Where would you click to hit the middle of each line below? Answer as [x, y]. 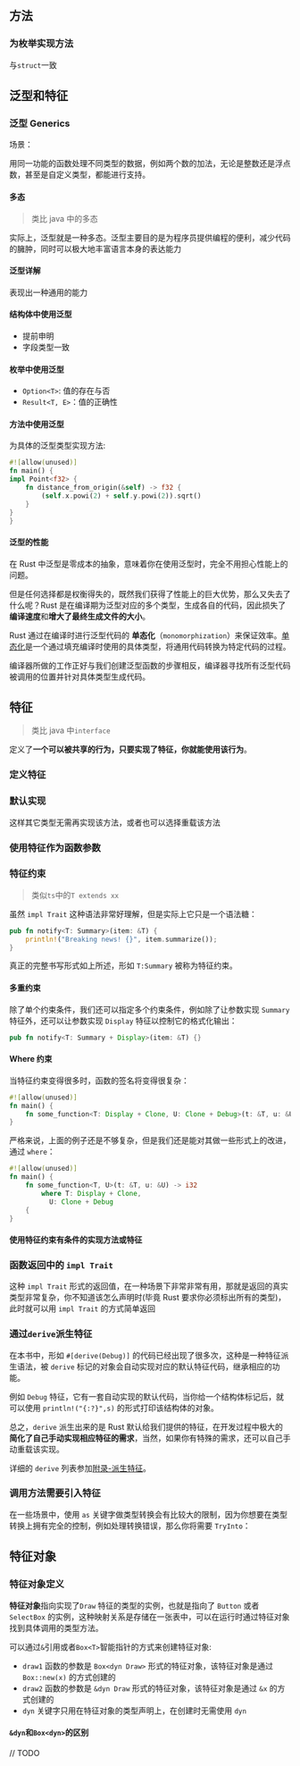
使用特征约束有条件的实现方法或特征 [76, 1240]
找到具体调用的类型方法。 [56, 1627]
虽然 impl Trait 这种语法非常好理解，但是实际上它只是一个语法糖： [133, 913]
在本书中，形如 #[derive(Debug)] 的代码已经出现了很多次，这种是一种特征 [145, 1355]
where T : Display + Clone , [92, 1193]
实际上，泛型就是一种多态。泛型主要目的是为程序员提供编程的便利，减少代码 [150, 237]
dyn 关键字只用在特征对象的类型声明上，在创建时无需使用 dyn [134, 1711]
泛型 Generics [40, 123]
